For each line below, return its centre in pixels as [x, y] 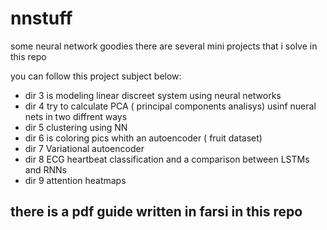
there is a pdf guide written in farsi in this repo [156, 212]
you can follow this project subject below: [96, 76]
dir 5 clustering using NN [76, 127]
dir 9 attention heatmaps [75, 180]
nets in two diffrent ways [76, 116]
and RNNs [45, 169]
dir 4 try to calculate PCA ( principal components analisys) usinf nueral [170, 106]
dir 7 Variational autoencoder [84, 148]
